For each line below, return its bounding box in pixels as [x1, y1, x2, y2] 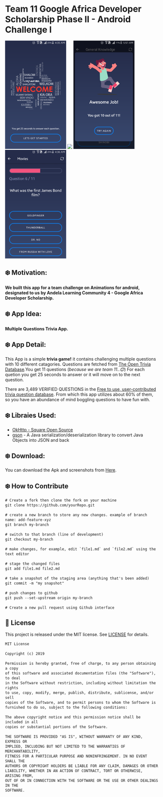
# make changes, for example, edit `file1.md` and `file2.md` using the [5, 547, 156, 552]
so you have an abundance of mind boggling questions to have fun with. [5, 396, 150, 402]
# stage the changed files [5, 561, 60, 567]
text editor [5, 552, 29, 557]
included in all [5, 720, 38, 725]
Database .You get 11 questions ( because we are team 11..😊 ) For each [5, 366, 145, 372]
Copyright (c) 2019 [5, 652, 45, 656]
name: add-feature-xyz [5, 517, 51, 523]
